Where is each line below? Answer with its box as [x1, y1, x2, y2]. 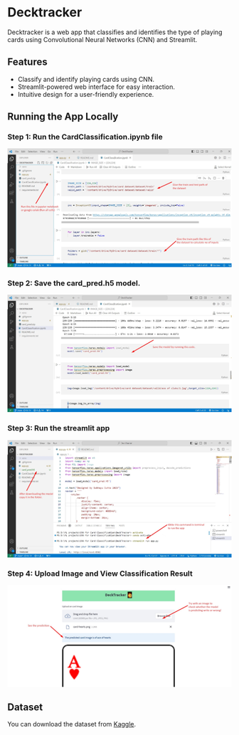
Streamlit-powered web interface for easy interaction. [17, 83, 176, 91]
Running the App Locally [7, 111, 119, 123]
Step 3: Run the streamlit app [7, 423, 110, 433]
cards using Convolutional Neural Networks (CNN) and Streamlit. [7, 35, 198, 43]
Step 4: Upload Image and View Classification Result [7, 569, 193, 578]
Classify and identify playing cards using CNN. [17, 75, 155, 83]
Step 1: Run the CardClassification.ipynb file [7, 132, 164, 142]
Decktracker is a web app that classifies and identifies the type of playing [7, 28, 223, 36]
